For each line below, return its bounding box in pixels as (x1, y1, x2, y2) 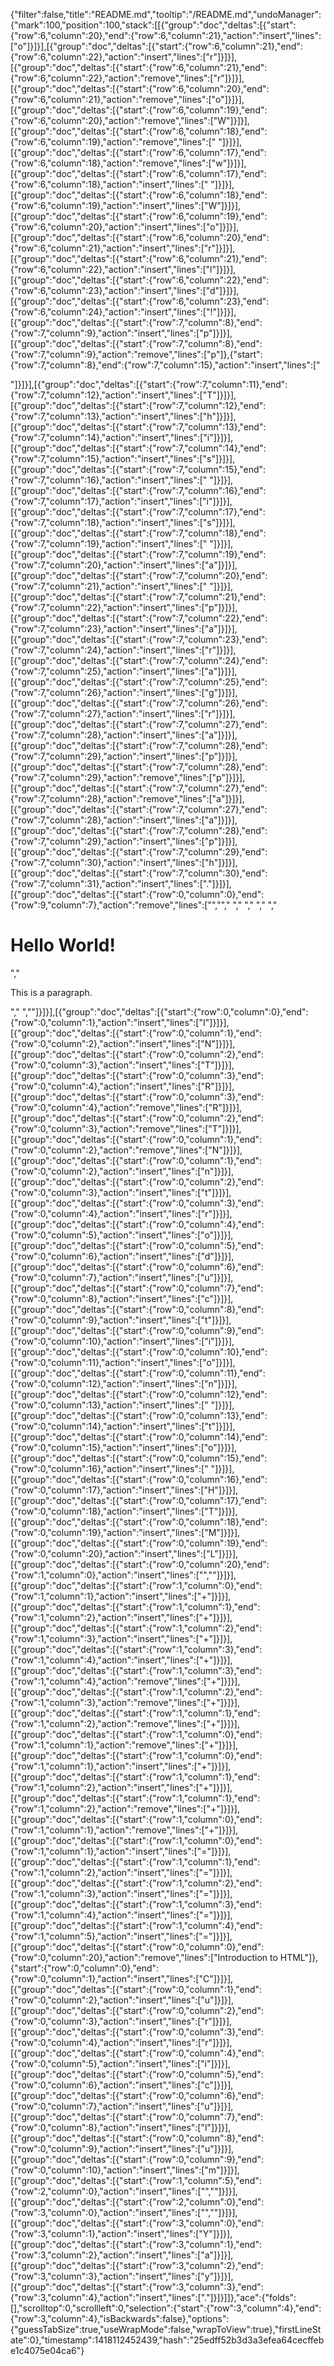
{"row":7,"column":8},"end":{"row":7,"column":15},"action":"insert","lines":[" (10, 359, 321, 371)
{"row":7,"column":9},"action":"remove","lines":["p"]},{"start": (10, 349, 263, 360)
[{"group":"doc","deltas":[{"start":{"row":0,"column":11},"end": (10, 1367, 266, 1379)
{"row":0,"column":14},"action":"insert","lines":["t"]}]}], (10, 1420, 236, 1432)
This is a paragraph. (10, 986, 93, 998)
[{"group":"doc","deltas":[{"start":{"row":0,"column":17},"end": (10, 1494, 268, 1506)
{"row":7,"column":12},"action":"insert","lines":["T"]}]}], (10, 389, 237, 401)
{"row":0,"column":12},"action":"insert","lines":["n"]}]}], (10, 1377, 238, 1389)
